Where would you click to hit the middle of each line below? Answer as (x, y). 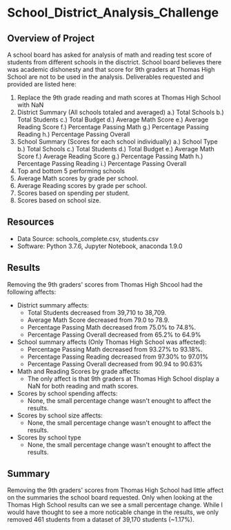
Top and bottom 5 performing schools (71, 171)
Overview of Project (51, 38)
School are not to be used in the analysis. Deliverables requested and (106, 77)
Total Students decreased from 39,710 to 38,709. (97, 312)
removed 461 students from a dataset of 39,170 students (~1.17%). (101, 520)
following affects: (32, 292)
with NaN (30, 105)
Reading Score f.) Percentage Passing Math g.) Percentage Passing (113, 127)
